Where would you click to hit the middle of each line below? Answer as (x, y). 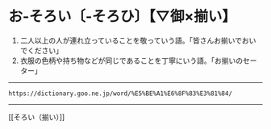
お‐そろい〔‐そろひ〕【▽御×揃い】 (122, 17)
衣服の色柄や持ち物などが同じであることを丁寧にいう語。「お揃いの (131, 60)
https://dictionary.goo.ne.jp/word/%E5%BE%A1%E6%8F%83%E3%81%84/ (120, 94)
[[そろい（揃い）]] (37, 117)
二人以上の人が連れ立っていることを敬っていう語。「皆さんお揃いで (131, 40)
